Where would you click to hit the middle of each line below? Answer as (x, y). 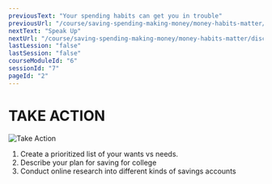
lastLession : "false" (45, 46)
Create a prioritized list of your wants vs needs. (99, 153)
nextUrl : (23, 38)
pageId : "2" (28, 76)
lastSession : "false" (45, 53)
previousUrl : (30, 23)
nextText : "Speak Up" (45, 31)
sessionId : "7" (34, 69)
